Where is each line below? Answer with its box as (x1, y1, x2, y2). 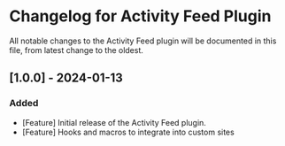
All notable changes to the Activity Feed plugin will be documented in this (9, 35, 277, 46)
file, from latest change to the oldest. (9, 44, 144, 55)
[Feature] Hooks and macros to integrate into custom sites (21, 127, 235, 137)
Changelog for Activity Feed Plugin (9, 6, 272, 27)
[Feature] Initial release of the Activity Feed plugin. (21, 117, 206, 127)
